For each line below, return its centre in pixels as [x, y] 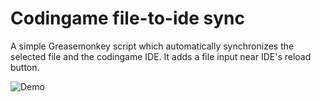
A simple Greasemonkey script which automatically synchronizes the [152, 46]
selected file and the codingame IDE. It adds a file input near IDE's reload [161, 56]
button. [25, 67]
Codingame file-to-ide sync [127, 18]
